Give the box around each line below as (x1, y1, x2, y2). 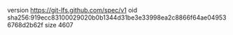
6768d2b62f (7, 21, 43, 29)
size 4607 (44, 21, 73, 29)
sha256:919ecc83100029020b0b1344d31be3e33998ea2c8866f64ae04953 (7, 13, 227, 22)
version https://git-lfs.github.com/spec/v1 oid (7, 6, 138, 14)
